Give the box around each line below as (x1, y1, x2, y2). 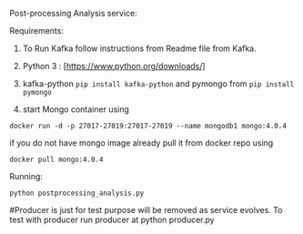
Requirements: (9, 25, 64, 36)
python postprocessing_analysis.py (9, 188, 145, 198)
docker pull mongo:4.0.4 (9, 155, 104, 164)
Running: (9, 171, 44, 181)
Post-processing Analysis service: (9, 8, 138, 18)
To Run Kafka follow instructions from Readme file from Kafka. (22, 43, 257, 54)
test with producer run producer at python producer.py (9, 214, 216, 225)
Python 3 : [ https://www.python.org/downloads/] (22, 61, 207, 71)
